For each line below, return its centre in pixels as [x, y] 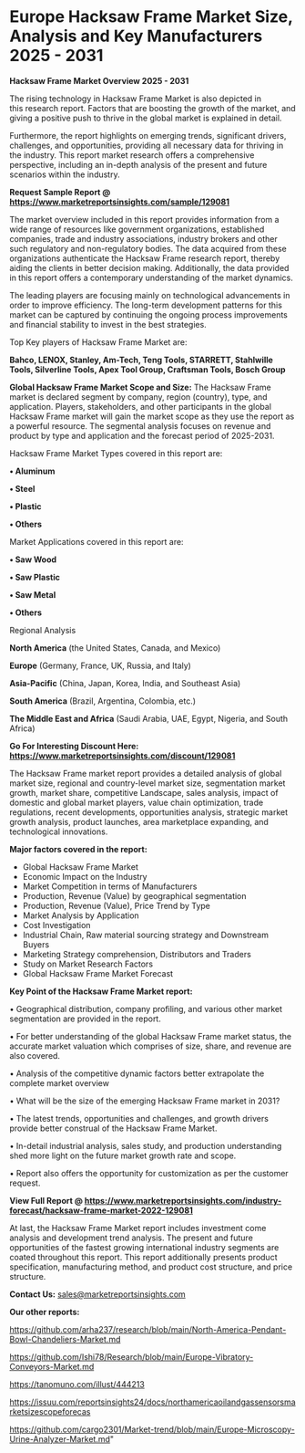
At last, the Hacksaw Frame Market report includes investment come [138, 1228]
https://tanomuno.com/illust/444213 [77, 1384]
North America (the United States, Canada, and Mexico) [115, 648]
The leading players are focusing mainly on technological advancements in [150, 295]
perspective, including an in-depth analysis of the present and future [138, 164]
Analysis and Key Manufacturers [136, 36]
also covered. [35, 1055]
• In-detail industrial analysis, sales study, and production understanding [146, 1145]
